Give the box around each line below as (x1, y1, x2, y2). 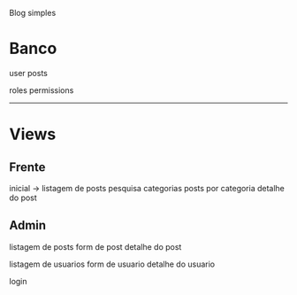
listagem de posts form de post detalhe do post (9, 241, 182, 252)
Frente (9, 159, 46, 175)
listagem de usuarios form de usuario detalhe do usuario (9, 259, 216, 269)
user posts (9, 67, 49, 78)
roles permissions (9, 84, 74, 96)
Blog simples (9, 8, 57, 18)
